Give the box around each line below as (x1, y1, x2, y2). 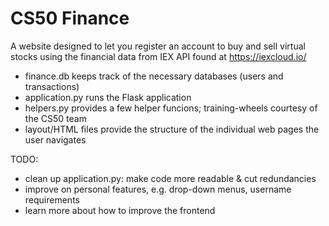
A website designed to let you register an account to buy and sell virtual (10, 40, 306, 52)
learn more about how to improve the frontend (24, 204, 216, 216)
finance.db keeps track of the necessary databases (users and (24, 70, 284, 82)
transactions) (24, 80, 80, 92)
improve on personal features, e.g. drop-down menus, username (24, 183, 292, 195)
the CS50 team (24, 112, 87, 124)
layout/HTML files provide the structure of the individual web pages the (24, 123, 320, 135)
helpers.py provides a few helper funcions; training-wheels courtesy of (24, 102, 318, 114)
